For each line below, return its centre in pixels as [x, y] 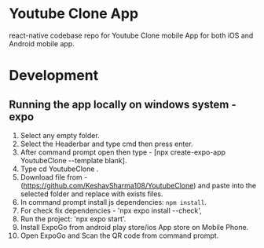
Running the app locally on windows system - [123, 104]
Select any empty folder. [60, 135]
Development [54, 76]
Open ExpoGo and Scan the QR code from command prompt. [119, 235]
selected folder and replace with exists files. [92, 194]
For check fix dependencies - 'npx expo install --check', [111, 210]
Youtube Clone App [74, 14]
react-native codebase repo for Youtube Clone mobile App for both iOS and [131, 35]
